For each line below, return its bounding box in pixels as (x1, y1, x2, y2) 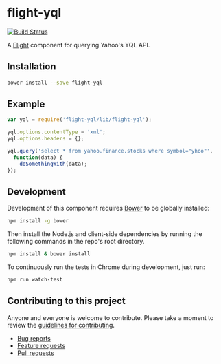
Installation (7, 61, 56, 73)
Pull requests (16, 349, 55, 357)
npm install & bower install (7, 250, 91, 257)
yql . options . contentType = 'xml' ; (7, 129, 106, 136)
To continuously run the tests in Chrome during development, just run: (7, 263, 205, 271)
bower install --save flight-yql (7, 79, 103, 86)
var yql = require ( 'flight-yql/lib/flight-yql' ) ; (7, 116, 152, 123)
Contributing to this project (7, 295, 126, 307)
